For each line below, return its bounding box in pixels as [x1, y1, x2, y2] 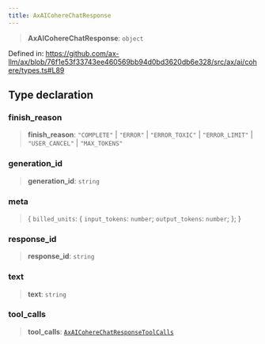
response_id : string [27, 251, 95, 261]
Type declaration [8, 89, 93, 102]
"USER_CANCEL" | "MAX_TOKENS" [27, 138, 123, 148]
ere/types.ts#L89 [8, 65, 65, 75]
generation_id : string [27, 176, 100, 186]
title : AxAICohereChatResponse [8, 11, 112, 20]
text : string [27, 289, 67, 299]
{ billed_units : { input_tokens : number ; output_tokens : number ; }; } [27, 214, 241, 223]
